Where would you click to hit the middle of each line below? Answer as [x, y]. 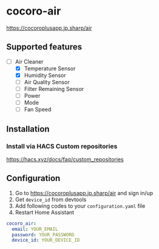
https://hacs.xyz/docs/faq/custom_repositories [65, 159]
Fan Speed [38, 110]
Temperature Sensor [50, 68]
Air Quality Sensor [47, 82]
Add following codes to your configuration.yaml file [80, 206]
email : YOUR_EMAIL [35, 229]
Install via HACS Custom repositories [62, 146]
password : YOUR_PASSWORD [43, 234]
